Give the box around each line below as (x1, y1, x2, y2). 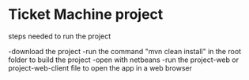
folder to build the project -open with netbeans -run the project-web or (8, 55, 240, 64)
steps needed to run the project (8, 31, 111, 41)
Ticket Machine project (8, 5, 164, 24)
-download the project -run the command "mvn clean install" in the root (8, 46, 242, 56)
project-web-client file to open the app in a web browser (8, 63, 192, 72)
